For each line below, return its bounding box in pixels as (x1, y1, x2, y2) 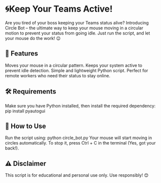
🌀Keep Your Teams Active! (5, 3, 113, 15)
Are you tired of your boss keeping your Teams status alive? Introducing (5, 19, 149, 25)
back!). (5, 145, 19, 151)
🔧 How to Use (5, 122, 46, 130)
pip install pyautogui (5, 108, 46, 114)
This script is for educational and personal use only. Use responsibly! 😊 (5, 172, 149, 178)
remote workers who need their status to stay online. (5, 73, 111, 78)
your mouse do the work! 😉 (5, 35, 61, 41)
